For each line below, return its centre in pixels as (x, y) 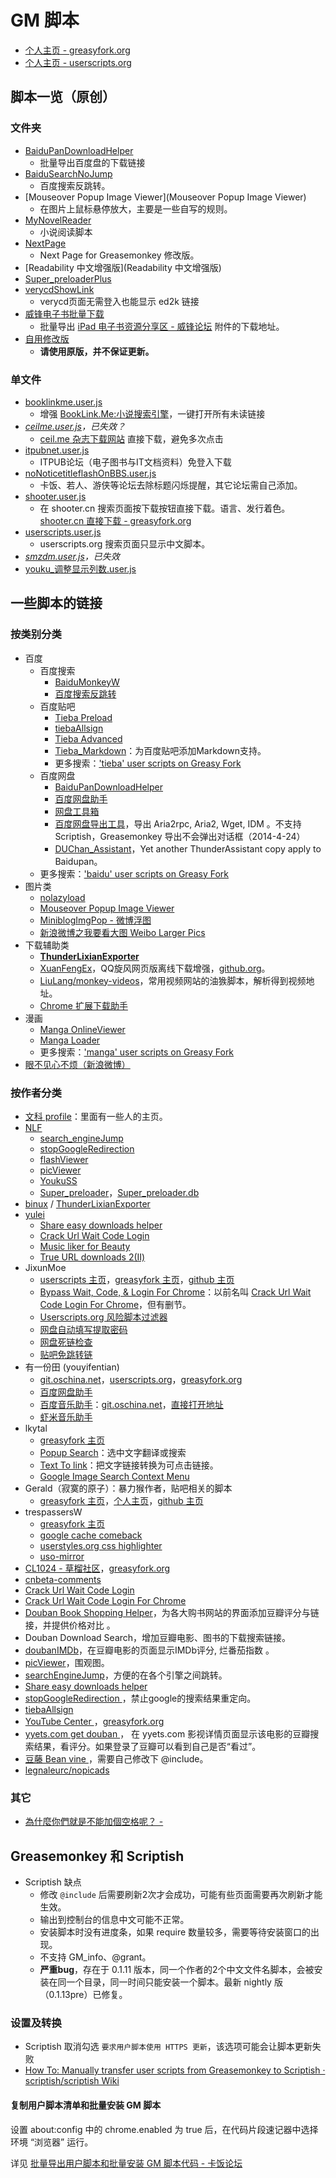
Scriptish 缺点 (53, 1882)
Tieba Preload (83, 717)
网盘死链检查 (66, 1342)
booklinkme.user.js (63, 402)
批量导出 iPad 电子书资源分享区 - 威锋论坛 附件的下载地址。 (162, 326)
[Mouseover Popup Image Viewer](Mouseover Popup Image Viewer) (165, 197)
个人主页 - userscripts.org (78, 62)
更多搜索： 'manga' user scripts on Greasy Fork (137, 1052)
